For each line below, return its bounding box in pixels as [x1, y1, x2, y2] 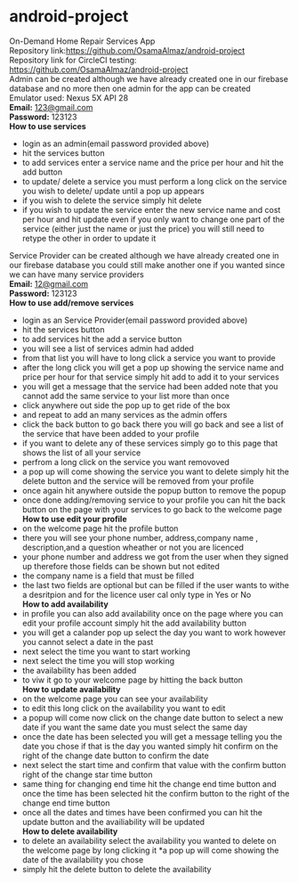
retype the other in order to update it [21, 233, 157, 243]
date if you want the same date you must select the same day [21, 722, 248, 732]
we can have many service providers [9, 269, 144, 280]
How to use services [9, 120, 86, 131]
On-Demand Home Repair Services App [9, 36, 156, 46]
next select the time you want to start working [21, 646, 191, 657]
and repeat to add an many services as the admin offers [21, 409, 228, 420]
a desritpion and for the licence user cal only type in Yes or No [21, 589, 252, 600]
